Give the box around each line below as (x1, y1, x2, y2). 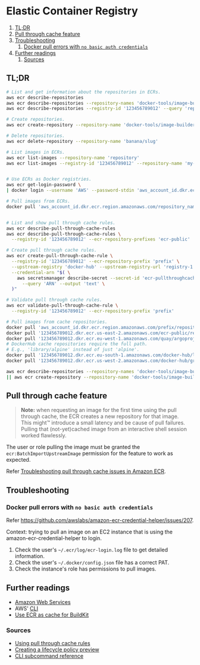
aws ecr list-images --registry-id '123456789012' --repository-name (6, 160, 183, 166)
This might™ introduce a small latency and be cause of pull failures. (20, 419, 186, 426)
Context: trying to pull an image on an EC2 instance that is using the (6, 528, 173, 536)
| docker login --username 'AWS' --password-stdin (6, 187, 135, 194)
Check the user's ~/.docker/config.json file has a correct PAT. (14, 559, 170, 566)
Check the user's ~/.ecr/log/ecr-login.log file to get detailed (14, 546, 168, 554)
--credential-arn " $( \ (11, 269, 70, 276)
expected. (6, 456, 31, 463)
